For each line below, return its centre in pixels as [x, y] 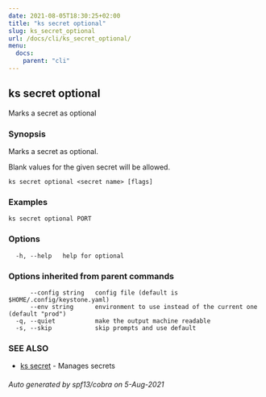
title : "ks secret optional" [57, 23]
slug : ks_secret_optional [52, 31]
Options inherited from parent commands [91, 276]
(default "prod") [37, 314]
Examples [28, 202]
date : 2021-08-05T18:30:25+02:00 [64, 16]
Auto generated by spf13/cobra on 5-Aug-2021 [86, 384]
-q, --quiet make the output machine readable [113, 321]
